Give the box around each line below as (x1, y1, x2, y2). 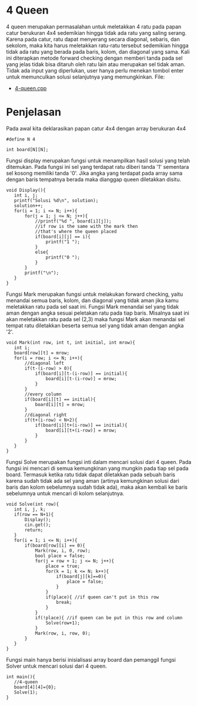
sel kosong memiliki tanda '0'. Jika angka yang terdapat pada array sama (6, 169, 183, 177)
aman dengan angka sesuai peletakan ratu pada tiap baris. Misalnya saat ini (6, 309, 189, 316)
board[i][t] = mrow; (35, 401, 85, 407)
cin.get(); (24, 522, 51, 528)
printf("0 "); (45, 254, 81, 260)
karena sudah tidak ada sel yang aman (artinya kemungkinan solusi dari (6, 477, 179, 484)
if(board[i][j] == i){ (35, 234, 91, 240)
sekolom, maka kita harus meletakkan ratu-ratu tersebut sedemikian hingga (6, 42, 189, 49)
